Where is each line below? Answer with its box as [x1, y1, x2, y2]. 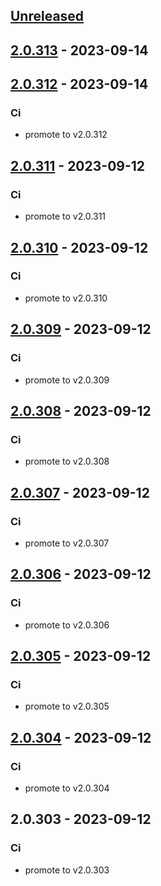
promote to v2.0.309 [24, 374, 110, 386]
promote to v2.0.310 [24, 292, 108, 304]
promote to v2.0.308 [24, 455, 110, 468]
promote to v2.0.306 [24, 619, 110, 631]
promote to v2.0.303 [24, 864, 110, 876]
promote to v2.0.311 [24, 210, 107, 223]
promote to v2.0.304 [24, 782, 110, 794]
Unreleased [10, 8, 85, 25]
